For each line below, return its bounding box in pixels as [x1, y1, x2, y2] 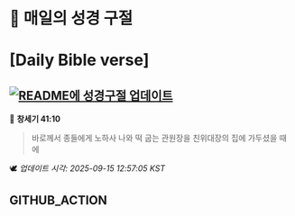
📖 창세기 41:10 [9, 113, 61, 124]
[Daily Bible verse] [9, 50, 150, 70]
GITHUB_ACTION [9, 193, 108, 208]
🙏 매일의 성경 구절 [9, 8, 134, 29]
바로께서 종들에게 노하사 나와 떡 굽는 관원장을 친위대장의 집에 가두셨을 [31, 132, 278, 144]
